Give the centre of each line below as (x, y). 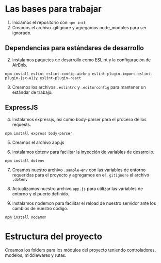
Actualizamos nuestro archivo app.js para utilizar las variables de (77, 189)
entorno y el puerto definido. (40, 193)
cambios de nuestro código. (40, 208)
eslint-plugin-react (60, 78)
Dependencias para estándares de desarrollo (74, 48)
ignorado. (22, 33)
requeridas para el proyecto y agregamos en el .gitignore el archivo (80, 175)
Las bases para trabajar (53, 9)
